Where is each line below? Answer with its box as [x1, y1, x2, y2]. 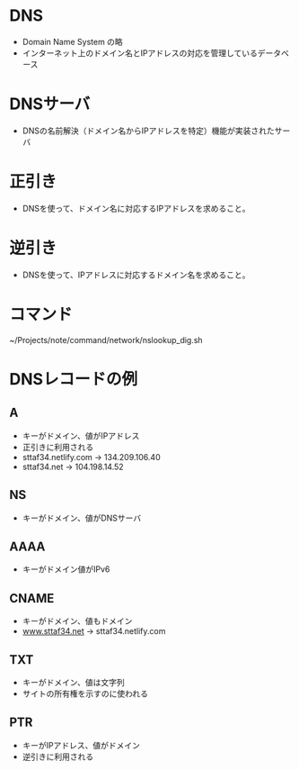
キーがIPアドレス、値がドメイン [22, 739, 141, 750]
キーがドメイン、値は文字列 [22, 676, 125, 687]
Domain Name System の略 [22, 36, 123, 47]
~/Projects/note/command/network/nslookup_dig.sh [9, 334, 204, 345]
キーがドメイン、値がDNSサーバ [22, 512, 142, 523]
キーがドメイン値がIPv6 [22, 564, 110, 575]
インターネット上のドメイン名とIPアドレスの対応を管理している [22, 47, 259, 59]
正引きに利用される [22, 441, 94, 452]
